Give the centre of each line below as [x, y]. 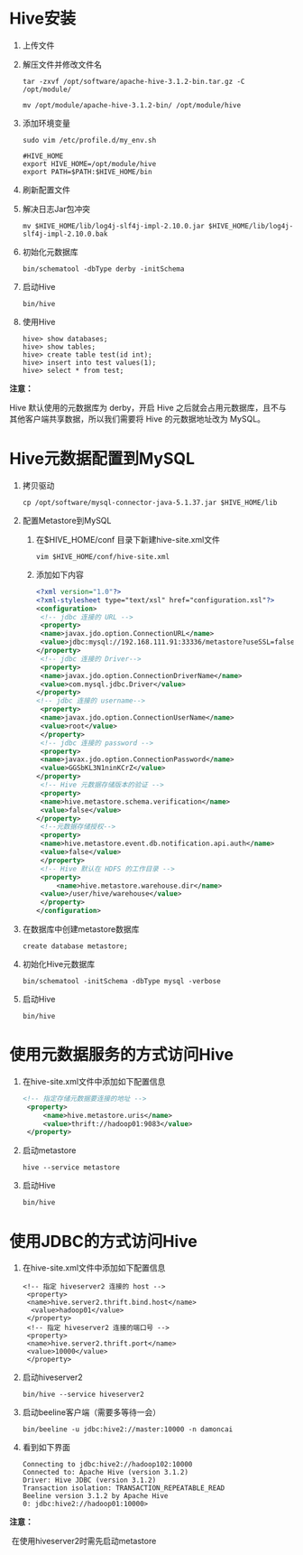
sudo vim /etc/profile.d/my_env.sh [89, 140]
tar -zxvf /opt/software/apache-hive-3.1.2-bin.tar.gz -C [133, 81]
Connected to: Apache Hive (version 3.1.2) [106, 1473]
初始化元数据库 [50, 251]
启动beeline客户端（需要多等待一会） [91, 1412]
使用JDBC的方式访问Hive [104, 1241]
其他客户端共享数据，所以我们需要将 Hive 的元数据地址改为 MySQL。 [138, 419]
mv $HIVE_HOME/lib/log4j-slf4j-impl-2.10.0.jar [113, 226]
